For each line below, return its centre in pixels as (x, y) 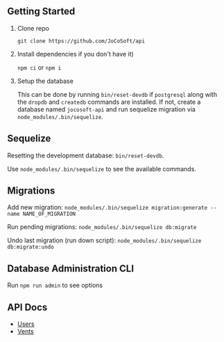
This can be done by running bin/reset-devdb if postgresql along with (117, 94)
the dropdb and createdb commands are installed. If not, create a (109, 102)
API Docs (27, 307)
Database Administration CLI (70, 269)
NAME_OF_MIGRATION (49, 214)
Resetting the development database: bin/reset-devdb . (86, 155)
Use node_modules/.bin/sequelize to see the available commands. (102, 169)
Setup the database (45, 81)
